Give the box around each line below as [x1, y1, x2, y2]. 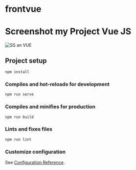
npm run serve [5, 92, 34, 97]
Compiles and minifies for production [5, 103, 95, 110]
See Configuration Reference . [5, 160, 65, 166]
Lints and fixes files [5, 126, 53, 133]
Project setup [5, 57, 47, 65]
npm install [5, 69, 29, 74]
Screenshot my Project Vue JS [5, 26, 132, 37]
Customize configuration [5, 148, 66, 155]
